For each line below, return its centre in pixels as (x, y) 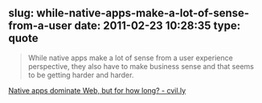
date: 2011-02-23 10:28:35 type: (158, 26)
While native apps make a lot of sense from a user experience (130, 58)
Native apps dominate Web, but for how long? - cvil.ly (97, 90)
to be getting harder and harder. (81, 75)
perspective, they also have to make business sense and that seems (141, 66)
